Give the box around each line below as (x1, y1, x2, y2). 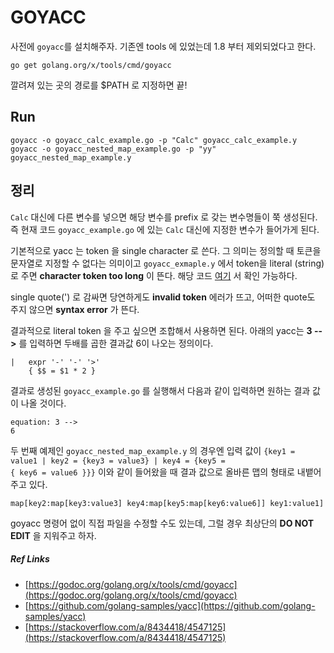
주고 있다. (10, 478, 48, 490)
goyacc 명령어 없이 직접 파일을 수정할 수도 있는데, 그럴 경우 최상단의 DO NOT (10, 517, 315, 529)
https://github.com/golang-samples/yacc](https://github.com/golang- (28, 599, 316, 611)
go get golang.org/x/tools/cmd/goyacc (10, 60, 172, 70)
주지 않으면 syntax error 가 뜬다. (10, 303, 140, 315)
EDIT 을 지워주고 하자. (10, 529, 97, 541)
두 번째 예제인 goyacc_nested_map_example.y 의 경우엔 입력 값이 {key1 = (10, 444, 296, 456)
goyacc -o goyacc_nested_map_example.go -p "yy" (10, 144, 217, 154)
